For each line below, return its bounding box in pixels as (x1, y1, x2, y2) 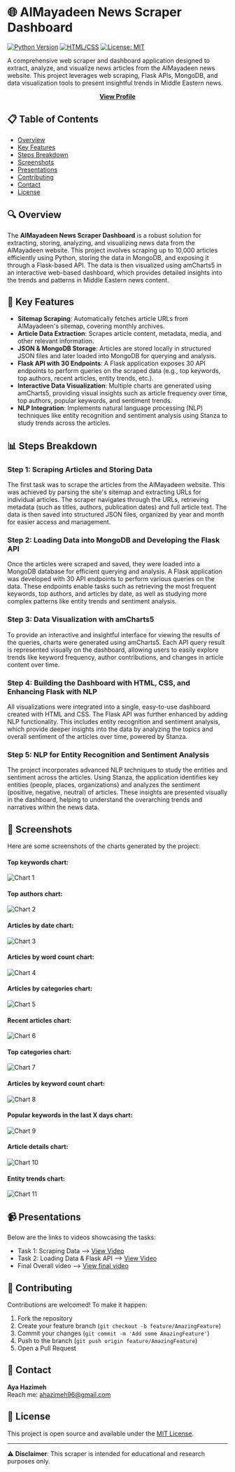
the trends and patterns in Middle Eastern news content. (7, 275, 169, 284)
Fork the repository (17, 1314, 73, 1322)
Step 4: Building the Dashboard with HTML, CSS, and (7, 678, 191, 688)
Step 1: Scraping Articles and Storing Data (7, 464, 152, 474)
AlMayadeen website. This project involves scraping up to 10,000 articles (7, 246, 218, 254)
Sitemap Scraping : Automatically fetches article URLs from (17, 315, 189, 323)
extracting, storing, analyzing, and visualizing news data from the (7, 238, 196, 247)
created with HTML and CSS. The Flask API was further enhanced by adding (7, 709, 228, 718)
